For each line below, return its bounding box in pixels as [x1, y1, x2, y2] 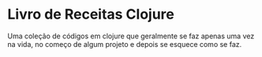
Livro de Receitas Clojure [7, 5, 175, 23]
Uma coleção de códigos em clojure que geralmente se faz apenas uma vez [7, 31, 255, 41]
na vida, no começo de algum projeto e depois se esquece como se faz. [7, 39, 242, 48]
